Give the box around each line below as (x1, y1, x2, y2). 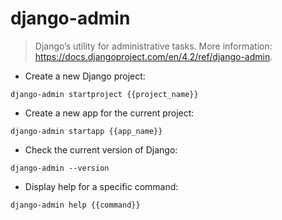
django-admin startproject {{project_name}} (10, 89, 199, 99)
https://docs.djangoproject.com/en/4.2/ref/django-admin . (34, 50, 273, 62)
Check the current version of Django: (24, 143, 178, 156)
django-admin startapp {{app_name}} (10, 126, 163, 136)
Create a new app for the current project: (24, 107, 195, 119)
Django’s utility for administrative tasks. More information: (34, 40, 273, 52)
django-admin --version (10, 163, 110, 173)
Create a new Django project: (24, 70, 146, 82)
